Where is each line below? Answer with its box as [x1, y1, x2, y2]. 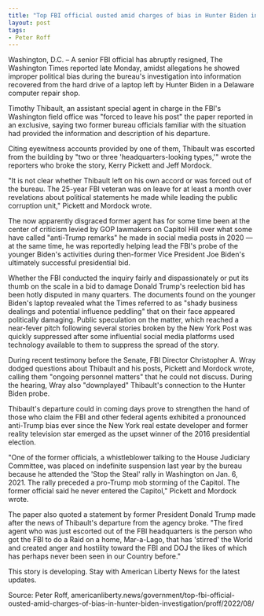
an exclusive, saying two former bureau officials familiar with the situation [8, 120, 247, 130]
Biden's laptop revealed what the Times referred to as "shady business [8, 298, 238, 308]
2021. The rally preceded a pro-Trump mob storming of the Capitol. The [8, 478, 240, 488]
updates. [8, 575, 37, 585]
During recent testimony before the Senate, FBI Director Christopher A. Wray [8, 356, 256, 365]
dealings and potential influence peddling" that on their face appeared [8, 307, 236, 316]
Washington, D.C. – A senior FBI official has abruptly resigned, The [8, 55, 223, 65]
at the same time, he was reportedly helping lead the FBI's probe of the [8, 242, 238, 251]
